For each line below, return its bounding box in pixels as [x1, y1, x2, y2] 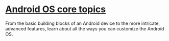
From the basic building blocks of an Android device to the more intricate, [5, 20, 160, 26]
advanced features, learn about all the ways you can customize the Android [5, 25, 164, 31]
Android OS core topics [5, 4, 106, 15]
